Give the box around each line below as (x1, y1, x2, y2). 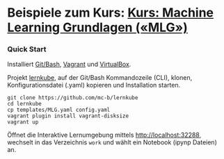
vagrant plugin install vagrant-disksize (7, 112, 129, 119)
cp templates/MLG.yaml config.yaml (7, 106, 111, 114)
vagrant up (7, 119, 39, 126)
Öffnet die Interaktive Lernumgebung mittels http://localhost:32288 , (7, 131, 202, 140)
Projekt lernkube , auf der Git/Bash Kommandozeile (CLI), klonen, (7, 74, 193, 82)
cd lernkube (7, 101, 42, 108)
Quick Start (7, 44, 47, 54)
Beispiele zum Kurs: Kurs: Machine (7, 5, 214, 21)
